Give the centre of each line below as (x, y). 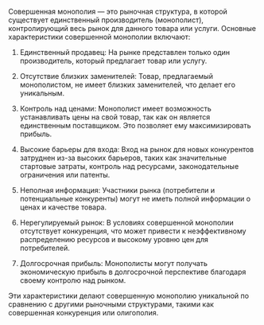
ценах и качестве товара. (63, 207)
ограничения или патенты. (65, 175)
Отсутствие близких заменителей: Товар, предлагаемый (116, 76)
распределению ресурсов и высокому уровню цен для (114, 239)
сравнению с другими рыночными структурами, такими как (111, 304)
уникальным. (42, 93)
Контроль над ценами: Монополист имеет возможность (116, 108)
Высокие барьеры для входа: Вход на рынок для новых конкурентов (137, 149)
